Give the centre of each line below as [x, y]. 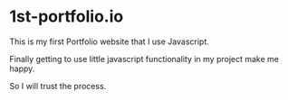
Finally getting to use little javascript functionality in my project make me [144, 59]
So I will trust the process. [58, 86]
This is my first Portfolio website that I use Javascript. [110, 41]
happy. [22, 68]
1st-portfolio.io [67, 17]
